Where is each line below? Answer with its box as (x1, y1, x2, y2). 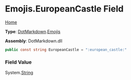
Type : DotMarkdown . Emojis (5, 28, 61, 34)
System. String (5, 70, 33, 76)
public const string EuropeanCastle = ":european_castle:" (5, 47, 127, 52)
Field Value (5, 59, 32, 66)
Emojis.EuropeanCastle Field (5, 3, 124, 14)
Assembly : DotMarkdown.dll (5, 38, 63, 44)
